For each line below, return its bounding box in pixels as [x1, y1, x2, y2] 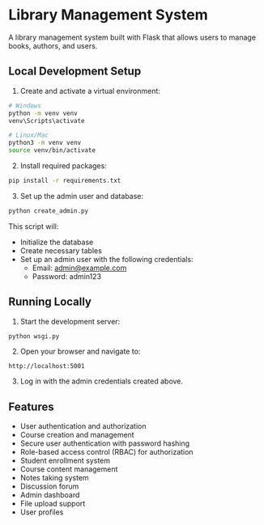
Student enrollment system [19, 455, 111, 466]
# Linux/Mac [8, 131, 49, 139]
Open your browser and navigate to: [19, 346, 141, 357]
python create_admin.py [8, 206, 89, 215]
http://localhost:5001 [8, 362, 85, 370]
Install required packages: [19, 161, 107, 171]
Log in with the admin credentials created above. [19, 376, 184, 386]
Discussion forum [19, 481, 79, 491]
